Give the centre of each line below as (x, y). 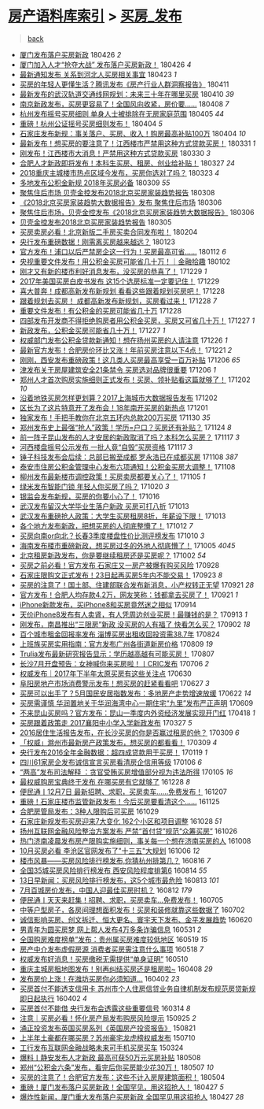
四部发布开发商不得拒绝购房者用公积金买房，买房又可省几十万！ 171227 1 (137, 321)
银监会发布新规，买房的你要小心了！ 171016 (90, 496)
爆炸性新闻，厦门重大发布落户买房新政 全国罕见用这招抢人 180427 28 (132, 1096)
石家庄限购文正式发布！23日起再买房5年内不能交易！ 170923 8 (121, 575)
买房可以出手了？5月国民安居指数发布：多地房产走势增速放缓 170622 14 (135, 693)
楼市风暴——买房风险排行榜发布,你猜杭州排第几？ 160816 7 (115, 860)
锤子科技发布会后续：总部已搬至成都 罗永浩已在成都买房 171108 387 (128, 457)
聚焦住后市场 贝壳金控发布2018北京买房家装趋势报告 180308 (117, 192)
